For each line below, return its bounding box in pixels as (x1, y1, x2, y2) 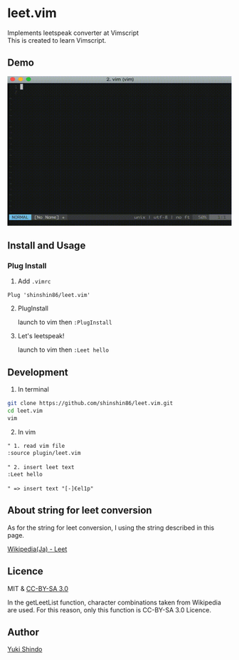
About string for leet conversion (7, 504, 152, 517)
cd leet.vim (7, 407, 43, 414)
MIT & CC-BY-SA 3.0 (7, 584, 69, 592)
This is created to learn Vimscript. (7, 36, 107, 44)
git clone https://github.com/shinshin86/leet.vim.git (7, 400, 174, 407)
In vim (17, 427, 36, 436)
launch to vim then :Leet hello (17, 345, 110, 354)
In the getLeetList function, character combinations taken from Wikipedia (7, 598, 222, 607)
